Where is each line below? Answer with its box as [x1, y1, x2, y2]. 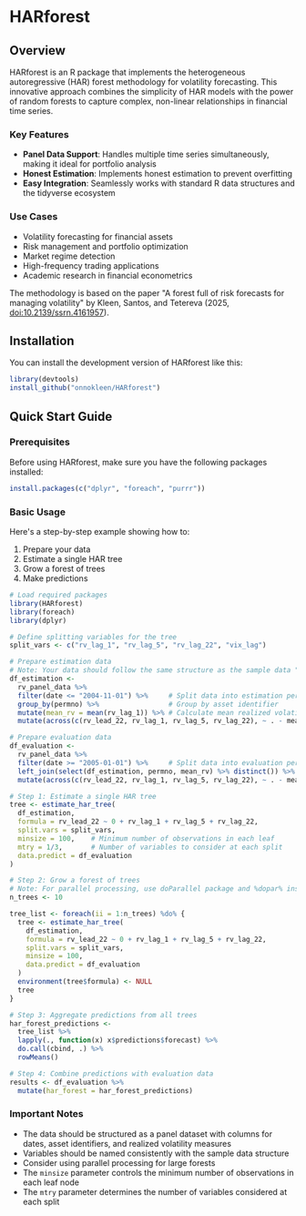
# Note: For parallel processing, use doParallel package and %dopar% [9, 884, 283, 894]
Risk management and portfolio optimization [22, 240, 189, 251]
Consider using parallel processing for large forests [22, 1157, 216, 1168]
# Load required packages [9, 590, 107, 600]
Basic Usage [9, 506, 66, 518]
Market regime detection [22, 250, 116, 261]
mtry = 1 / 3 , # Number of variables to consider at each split [17, 843, 283, 852]
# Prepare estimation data [9, 658, 112, 667]
